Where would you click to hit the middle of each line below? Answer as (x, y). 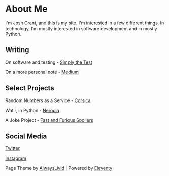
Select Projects (30, 88)
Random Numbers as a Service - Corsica (48, 100)
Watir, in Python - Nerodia (32, 110)
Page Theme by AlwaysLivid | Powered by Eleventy (59, 168)
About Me (26, 9)
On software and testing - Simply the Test (49, 62)
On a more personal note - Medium (42, 72)
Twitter (13, 148)
